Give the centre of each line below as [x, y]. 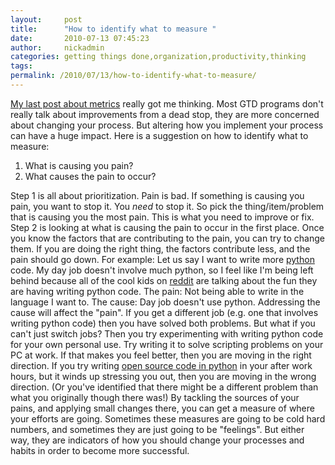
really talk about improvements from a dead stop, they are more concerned [165, 114]
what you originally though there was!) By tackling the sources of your [155, 397]
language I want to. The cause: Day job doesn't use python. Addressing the [165, 302]
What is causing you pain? [79, 165]
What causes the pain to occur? [90, 176]
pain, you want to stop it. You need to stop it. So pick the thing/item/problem [167, 206]
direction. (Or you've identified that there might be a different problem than [164, 387]
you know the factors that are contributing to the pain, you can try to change [167, 238]
